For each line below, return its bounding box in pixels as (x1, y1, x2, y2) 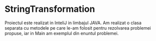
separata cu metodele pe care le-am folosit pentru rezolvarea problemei (4, 25, 151, 31)
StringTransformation (4, 3, 95, 15)
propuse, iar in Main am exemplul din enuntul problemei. (4, 30, 119, 36)
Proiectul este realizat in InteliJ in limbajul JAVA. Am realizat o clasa (4, 20, 142, 26)
